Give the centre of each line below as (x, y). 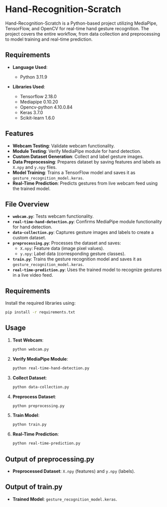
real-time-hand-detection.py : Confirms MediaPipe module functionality (87, 222)
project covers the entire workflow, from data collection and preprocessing (83, 34)
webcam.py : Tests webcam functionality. (53, 216)
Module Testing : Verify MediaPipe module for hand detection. (77, 151)
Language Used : (30, 67)
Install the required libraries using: (40, 303)
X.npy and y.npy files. (34, 167)
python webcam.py (31, 349)
